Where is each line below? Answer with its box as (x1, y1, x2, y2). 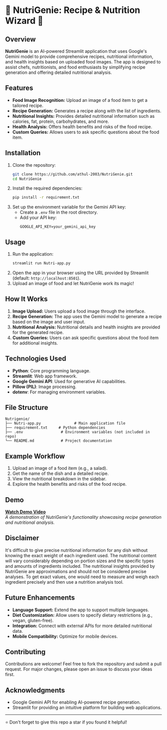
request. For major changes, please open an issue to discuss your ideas (5, 666, 153, 672)
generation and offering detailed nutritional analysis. (5, 69, 112, 75)
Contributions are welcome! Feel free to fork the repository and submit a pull (5, 661, 162, 667)
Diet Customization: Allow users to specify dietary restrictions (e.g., (12, 612, 153, 618)
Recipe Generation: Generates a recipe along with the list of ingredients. (12, 107, 162, 114)
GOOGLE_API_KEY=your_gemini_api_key (19, 224, 96, 229)
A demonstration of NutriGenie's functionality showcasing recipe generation (5, 514, 162, 520)
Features (5, 84, 33, 92)
